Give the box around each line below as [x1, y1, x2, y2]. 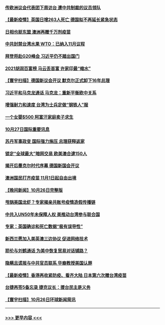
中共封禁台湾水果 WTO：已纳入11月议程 [5, 41, 85, 47]
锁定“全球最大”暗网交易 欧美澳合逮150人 [5, 150, 87, 156]
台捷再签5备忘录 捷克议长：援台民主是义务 [5, 284, 91, 290]
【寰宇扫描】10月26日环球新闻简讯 [5, 296, 76, 302]
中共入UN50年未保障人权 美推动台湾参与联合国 [5, 211, 100, 217]
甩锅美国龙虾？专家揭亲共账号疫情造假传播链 [5, 199, 96, 205]
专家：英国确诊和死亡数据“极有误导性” [5, 224, 83, 230]
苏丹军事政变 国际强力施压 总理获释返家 [5, 138, 85, 145]
